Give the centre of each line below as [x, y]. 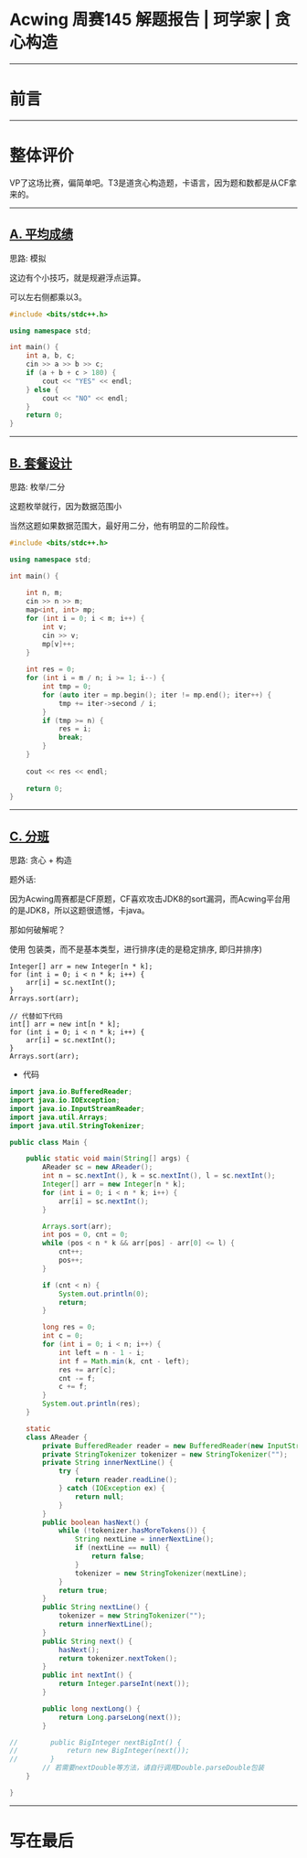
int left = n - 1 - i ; [101, 1352]
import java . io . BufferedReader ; [71, 1092]
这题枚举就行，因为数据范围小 [65, 506]
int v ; [55, 627]
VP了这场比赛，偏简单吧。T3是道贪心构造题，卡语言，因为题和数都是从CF [149, 182]
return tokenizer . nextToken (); [118, 1658]
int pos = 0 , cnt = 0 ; [85, 1235]
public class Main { [49, 1142]
